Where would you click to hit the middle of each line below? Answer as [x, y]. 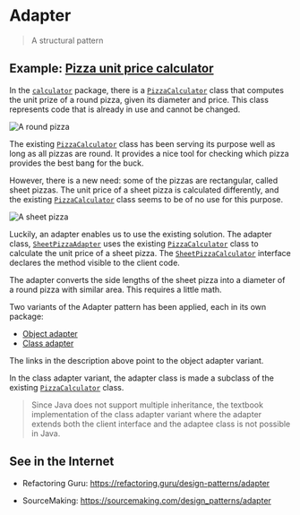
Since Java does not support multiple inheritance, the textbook [147, 405]
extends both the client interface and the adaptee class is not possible [161, 424]
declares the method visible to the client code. [95, 262]
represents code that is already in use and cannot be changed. [125, 109]
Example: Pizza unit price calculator [111, 69]
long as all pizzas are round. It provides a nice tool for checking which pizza [149, 153]
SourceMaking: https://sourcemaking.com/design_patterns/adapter [146, 500]
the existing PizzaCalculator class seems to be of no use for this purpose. [146, 199]
